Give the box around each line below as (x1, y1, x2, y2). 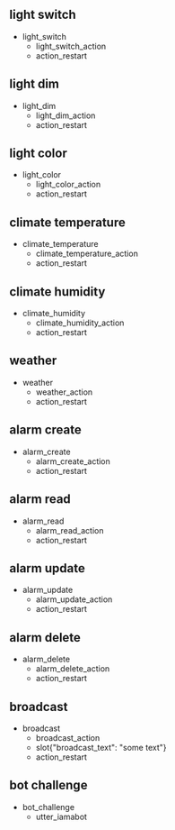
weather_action (35, 387, 93, 397)
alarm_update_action (35, 594, 113, 605)
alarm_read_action (35, 524, 104, 535)
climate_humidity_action (35, 317, 125, 328)
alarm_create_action (35, 455, 110, 467)
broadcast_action (35, 732, 101, 743)
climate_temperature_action (35, 248, 139, 260)
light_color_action (35, 179, 101, 190)
